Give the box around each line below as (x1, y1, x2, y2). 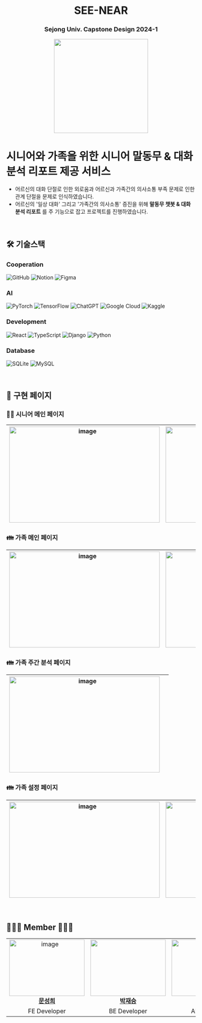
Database (6, 346, 35, 355)
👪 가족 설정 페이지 (6, 783, 58, 792)
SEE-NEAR (74, 4, 128, 17)
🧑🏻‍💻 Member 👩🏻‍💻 (6, 922, 74, 932)
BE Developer (109, 1007, 147, 1015)
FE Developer (28, 1007, 66, 1015)
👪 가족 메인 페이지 (6, 533, 58, 542)
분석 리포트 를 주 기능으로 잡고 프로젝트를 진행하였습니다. (14, 208, 148, 216)
